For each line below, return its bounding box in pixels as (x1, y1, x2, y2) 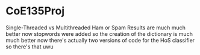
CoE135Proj (5, 4, 65, 18)
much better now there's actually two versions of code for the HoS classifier (5, 36, 195, 44)
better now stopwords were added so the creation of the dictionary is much (5, 30, 193, 37)
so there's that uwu (5, 43, 54, 50)
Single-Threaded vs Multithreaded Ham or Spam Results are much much (5, 24, 186, 31)
